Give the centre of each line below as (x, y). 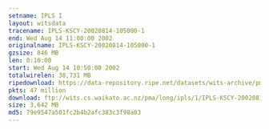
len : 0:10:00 (30, 61)
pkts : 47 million (37, 90)
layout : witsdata (37, 23)
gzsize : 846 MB (34, 53)
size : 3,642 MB (34, 105)
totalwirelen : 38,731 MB (50, 75)
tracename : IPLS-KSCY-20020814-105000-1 (77, 30)
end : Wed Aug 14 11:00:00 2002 (60, 38)
